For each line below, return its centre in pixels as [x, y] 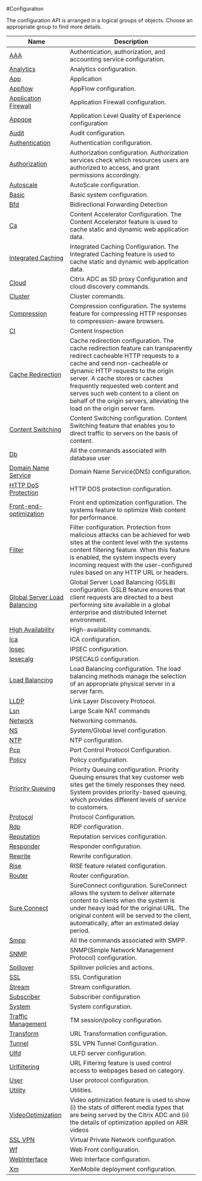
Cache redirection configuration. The [122, 341]
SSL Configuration [96, 977]
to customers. [89, 807]
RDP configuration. [96, 827]
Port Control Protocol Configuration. [121, 750]
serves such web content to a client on [124, 393]
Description [131, 42]
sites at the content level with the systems [129, 542]
